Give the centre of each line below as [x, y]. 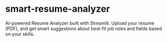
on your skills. [20, 34]
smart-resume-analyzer [58, 9]
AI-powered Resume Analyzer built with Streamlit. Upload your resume [80, 23]
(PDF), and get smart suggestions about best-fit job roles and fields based [84, 28]
